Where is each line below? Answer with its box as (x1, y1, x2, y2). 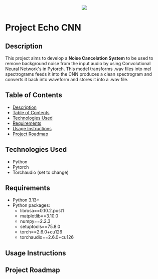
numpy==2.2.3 (20, 218, 51, 224)
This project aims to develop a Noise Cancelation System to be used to (5, 55, 153, 61)
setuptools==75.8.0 (20, 223, 61, 230)
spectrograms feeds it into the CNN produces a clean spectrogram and (5, 71, 152, 77)
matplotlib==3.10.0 (20, 213, 59, 219)
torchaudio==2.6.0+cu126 (20, 234, 74, 240)
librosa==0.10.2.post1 (20, 208, 64, 214)
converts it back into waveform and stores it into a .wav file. (5, 77, 129, 82)
